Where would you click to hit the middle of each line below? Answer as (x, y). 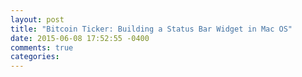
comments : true (42, 47)
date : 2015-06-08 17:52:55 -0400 (80, 38)
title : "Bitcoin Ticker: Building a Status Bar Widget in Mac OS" (151, 29)
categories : (35, 57)
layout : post (37, 19)
